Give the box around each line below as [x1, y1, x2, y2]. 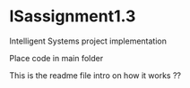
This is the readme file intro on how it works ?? [9, 69, 182, 81]
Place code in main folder [9, 52, 104, 63]
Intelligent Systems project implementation [9, 36, 168, 46]
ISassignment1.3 [9, 6, 136, 27]
